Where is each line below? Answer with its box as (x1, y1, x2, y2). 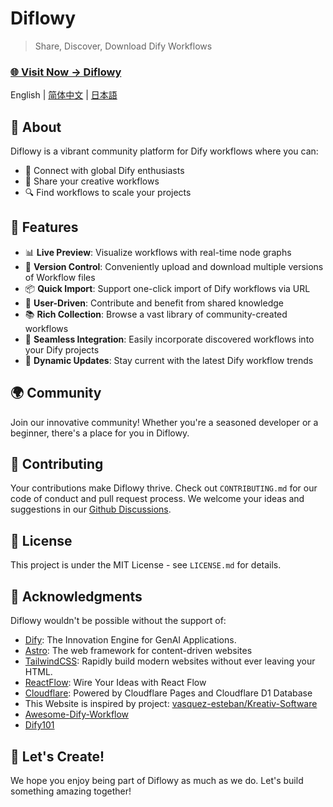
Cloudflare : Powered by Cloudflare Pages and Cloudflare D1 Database (24, 687, 313, 699)
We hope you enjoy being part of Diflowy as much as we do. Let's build (10, 774, 304, 786)
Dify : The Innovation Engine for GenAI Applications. (24, 634, 237, 646)
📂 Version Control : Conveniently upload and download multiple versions (24, 260, 324, 272)
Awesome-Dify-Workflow (24, 708, 130, 721)
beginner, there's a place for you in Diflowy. (10, 427, 190, 439)
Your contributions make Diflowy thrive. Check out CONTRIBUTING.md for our (10, 482, 318, 494)
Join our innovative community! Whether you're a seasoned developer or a (10, 416, 319, 428)
